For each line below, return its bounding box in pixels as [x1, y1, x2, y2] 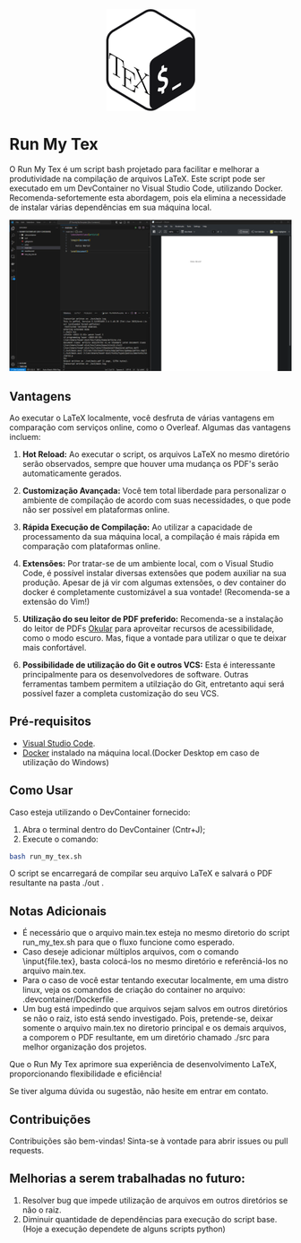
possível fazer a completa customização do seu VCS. [21, 687, 219, 698]
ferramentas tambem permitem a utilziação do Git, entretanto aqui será [21, 678, 285, 689]
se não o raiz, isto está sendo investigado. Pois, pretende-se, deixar [21, 1013, 273, 1024]
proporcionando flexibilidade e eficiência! [9, 1068, 163, 1079]
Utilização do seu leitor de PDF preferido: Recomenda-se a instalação [21, 613, 284, 624]
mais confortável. [21, 642, 87, 652]
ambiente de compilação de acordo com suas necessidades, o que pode [21, 495, 291, 505]
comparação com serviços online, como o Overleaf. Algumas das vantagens [9, 421, 291, 433]
